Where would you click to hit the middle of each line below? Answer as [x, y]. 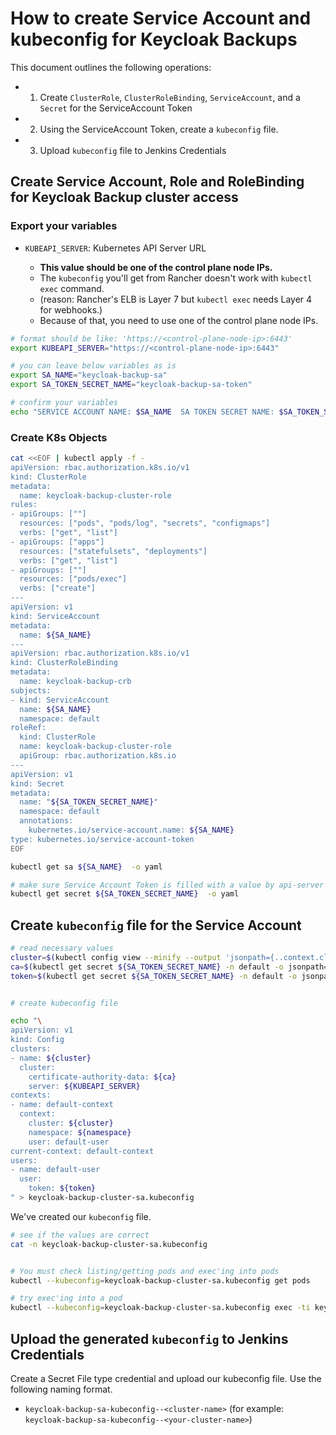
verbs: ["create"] [58, 588]
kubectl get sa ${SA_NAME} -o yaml [86, 867]
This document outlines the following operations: [111, 67]
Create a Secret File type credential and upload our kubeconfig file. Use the [166, 1379]
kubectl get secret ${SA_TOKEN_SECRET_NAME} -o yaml [125, 894]
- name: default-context [62, 1105]
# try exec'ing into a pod [66, 1298]
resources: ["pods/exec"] [73, 579]
